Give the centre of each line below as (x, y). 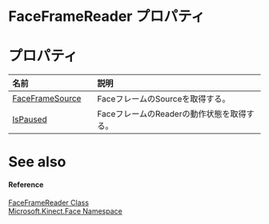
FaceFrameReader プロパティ (107, 16)
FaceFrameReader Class (49, 202)
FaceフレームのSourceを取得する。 (164, 99)
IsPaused (30, 119)
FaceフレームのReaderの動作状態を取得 (172, 114)
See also (37, 162)
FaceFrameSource (47, 98)
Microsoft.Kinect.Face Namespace (65, 211)
